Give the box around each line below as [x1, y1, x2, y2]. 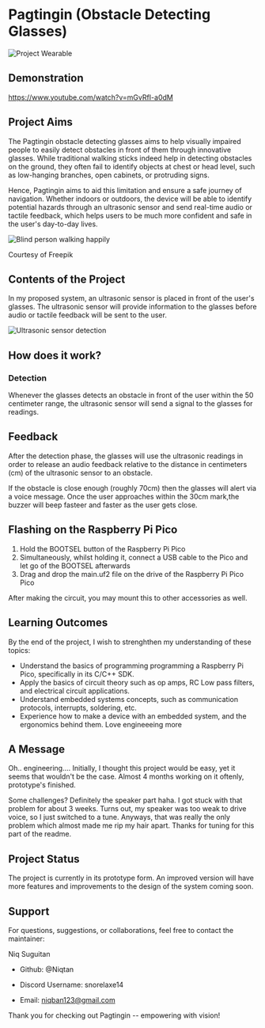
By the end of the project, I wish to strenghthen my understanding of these [8, 637, 252, 647]
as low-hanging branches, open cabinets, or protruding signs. [8, 170, 210, 180]
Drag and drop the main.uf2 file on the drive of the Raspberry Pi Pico [19, 569, 244, 578]
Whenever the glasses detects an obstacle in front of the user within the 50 [8, 390, 254, 400]
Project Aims [8, 116, 74, 129]
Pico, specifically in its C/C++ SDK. [19, 669, 134, 678]
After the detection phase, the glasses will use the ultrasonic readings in [8, 451, 244, 461]
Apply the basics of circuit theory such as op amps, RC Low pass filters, [19, 677, 255, 687]
